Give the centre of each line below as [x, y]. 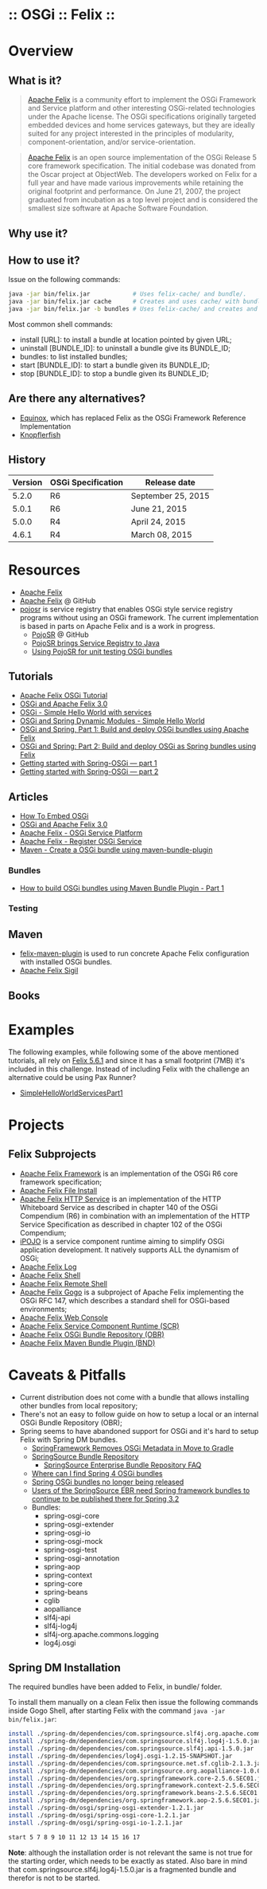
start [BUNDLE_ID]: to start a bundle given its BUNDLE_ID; [115, 365]
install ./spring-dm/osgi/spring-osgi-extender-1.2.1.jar [106, 1808]
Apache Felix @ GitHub [58, 600]
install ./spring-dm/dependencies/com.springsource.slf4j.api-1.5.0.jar [131, 1749]
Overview [41, 51]
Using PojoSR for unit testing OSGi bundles [102, 651]
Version [27, 482]
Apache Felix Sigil [49, 971]
